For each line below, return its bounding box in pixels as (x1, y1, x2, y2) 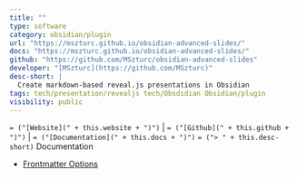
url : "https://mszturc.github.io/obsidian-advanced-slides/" (9, 38, 246, 48)
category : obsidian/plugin (9, 30, 112, 39)
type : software (9, 22, 67, 31)
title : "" (9, 13, 47, 23)
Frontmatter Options (22, 159, 98, 170)
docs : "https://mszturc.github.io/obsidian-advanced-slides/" (9, 47, 250, 56)
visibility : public (9, 97, 84, 107)
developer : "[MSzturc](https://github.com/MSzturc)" (9, 64, 213, 73)
